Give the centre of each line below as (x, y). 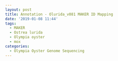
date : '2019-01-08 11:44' (31, 19)
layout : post (18, 10)
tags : (11, 23)
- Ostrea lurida (26, 32)
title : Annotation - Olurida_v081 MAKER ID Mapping (59, 14)
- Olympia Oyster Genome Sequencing (47, 51)
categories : (17, 46)
